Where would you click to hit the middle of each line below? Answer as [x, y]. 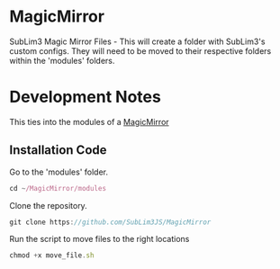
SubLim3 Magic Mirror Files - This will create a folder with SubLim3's [137, 41]
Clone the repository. [48, 205]
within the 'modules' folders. [62, 60]
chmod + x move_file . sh [52, 256]
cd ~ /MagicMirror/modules [58, 188]
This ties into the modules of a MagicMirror [89, 121]
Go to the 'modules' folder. [59, 172]
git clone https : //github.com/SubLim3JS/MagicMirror [110, 222]
